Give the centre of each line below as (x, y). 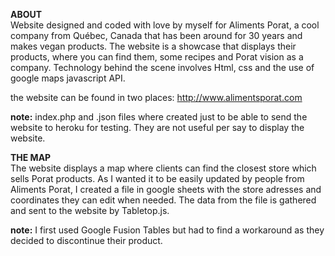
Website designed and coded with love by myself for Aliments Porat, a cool (165, 25)
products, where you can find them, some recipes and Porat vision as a (157, 57)
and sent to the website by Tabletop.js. (90, 210)
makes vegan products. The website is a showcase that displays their (153, 46)
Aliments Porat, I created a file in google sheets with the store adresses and (166, 189)
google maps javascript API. (68, 78)
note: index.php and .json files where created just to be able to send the (159, 117)
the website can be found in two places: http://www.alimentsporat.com (156, 97)
